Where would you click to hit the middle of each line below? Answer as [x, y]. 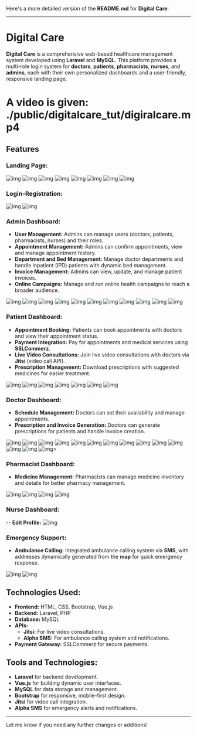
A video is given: [47, 103]
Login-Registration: [35, 193]
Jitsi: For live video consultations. [64, 631]
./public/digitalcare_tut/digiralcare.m [98, 115]
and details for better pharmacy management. [70, 483]
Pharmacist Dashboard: [40, 464]
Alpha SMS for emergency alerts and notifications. [76, 708]
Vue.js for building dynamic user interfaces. [68, 683]
